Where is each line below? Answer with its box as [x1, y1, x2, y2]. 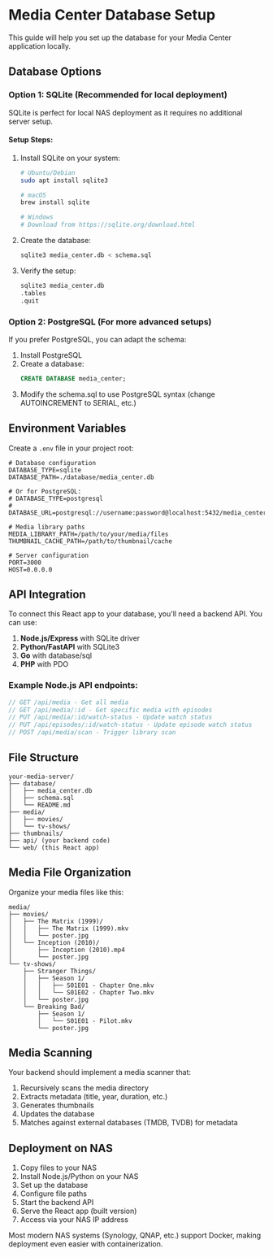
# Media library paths [8, 523, 85, 531]
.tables [19, 289, 46, 298]
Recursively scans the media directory [19, 1083, 149, 1093]
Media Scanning [8, 1046, 93, 1060]
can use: [8, 618, 38, 628]
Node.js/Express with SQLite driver [19, 633, 141, 643]
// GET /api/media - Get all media [8, 698, 129, 707]
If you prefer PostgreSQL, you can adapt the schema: [8, 334, 187, 344]
